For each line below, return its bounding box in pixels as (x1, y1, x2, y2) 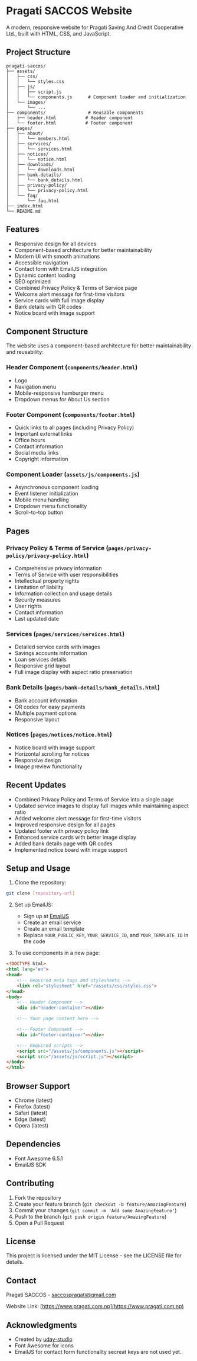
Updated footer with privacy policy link (14, 827, 109, 834)
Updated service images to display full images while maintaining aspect (14, 802, 189, 809)
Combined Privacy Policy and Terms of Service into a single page (14, 795, 174, 803)
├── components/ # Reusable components (6, 110, 144, 116)
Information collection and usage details (14, 590, 113, 597)
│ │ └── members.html (6, 135, 70, 142)
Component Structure (6, 326, 88, 336)
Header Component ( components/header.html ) (6, 363, 138, 372)
